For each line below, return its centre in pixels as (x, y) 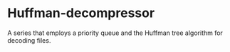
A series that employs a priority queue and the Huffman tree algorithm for (115, 33)
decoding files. (29, 40)
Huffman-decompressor (81, 13)
